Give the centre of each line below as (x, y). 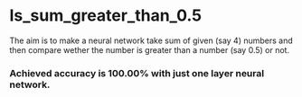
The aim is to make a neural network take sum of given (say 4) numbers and (151, 40)
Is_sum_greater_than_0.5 (106, 16)
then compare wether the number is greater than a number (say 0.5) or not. (150, 49)
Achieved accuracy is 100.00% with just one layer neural (137, 73)
